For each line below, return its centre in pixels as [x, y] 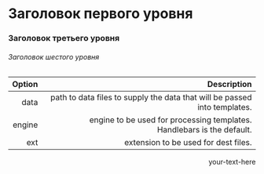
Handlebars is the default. [204, 130]
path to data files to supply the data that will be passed [151, 97]
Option [25, 85]
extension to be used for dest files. [188, 143]
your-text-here [232, 162]
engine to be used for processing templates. [170, 120]
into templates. [225, 107]
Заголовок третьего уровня [64, 38]
